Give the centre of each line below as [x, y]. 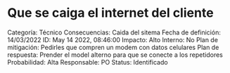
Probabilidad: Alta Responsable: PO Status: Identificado [88, 62]
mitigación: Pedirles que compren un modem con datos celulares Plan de [113, 47]
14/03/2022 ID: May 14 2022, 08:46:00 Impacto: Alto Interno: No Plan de [113, 39]
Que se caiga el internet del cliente [110, 13]
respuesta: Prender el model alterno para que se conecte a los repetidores [115, 55]
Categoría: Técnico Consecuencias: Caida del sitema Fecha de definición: [114, 32]
